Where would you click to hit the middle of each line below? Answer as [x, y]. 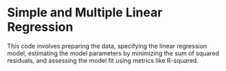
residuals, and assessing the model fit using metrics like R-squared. [103, 60]
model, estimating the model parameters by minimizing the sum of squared [113, 53]
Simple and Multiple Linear [85, 13]
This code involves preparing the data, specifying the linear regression [107, 46]
